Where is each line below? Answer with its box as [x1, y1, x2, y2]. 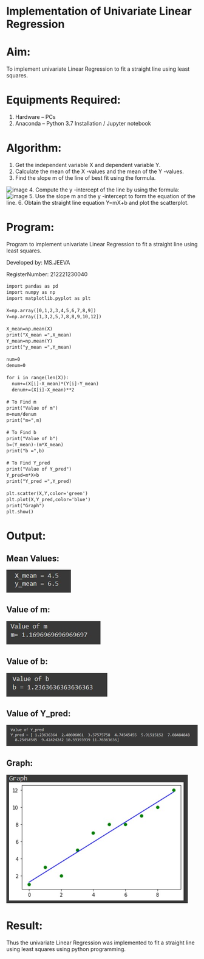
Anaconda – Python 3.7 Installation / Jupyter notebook [15, 120, 151, 127]
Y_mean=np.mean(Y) [6, 338, 53, 344]
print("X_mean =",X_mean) [6, 332, 72, 338]
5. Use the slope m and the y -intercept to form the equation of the [29, 193, 195, 199]
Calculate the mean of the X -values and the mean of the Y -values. [15, 168, 184, 175]
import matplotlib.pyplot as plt [6, 295, 91, 301]
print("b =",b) [6, 447, 45, 454]
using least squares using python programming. [6, 945, 126, 952]
